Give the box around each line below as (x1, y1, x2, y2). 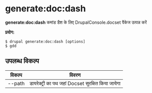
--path (7, 80, 25, 87)
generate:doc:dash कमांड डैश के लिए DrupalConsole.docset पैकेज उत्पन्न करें (5, 19, 147, 25)
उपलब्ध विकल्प (5, 57, 39, 65)
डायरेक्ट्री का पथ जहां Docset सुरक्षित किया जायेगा (29, 80, 121, 87)
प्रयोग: (5, 29, 15, 35)
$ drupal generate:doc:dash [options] (5, 39, 85, 44)
